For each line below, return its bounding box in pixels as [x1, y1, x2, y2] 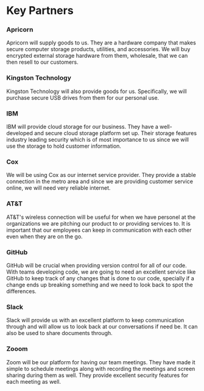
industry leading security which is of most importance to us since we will [6, 136, 189, 144]
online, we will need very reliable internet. [6, 184, 111, 192]
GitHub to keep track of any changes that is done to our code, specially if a [6, 274, 195, 282]
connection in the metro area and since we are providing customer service [6, 178, 194, 185]
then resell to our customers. [6, 58, 79, 66]
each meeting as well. [6, 378, 62, 385]
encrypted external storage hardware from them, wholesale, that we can [6, 52, 188, 60]
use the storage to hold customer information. [6, 142, 122, 150]
